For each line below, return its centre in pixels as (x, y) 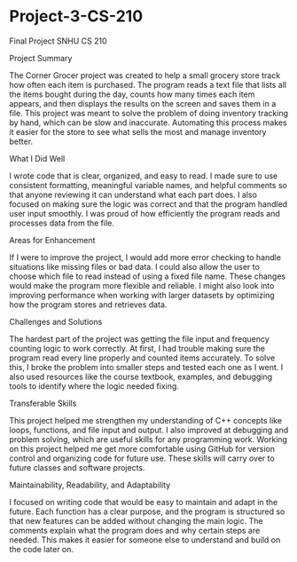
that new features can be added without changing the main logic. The (136, 520)
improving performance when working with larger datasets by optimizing (142, 295)
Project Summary (41, 58)
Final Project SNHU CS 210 (59, 41)
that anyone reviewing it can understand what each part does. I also (133, 194)
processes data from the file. (62, 223)
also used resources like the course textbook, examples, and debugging (141, 376)
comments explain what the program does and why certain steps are (135, 530)
